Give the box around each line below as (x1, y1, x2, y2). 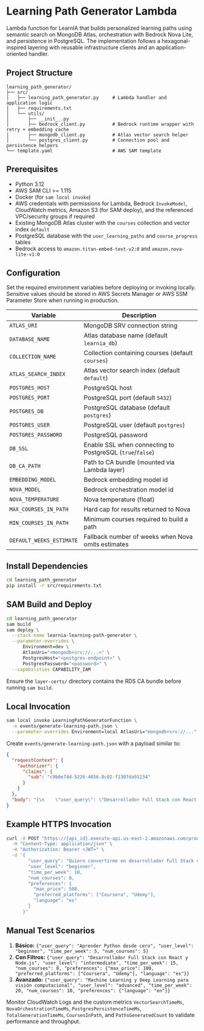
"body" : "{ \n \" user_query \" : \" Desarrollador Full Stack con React (12, 796, 197, 803)
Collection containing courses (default (84, 349, 193, 357)
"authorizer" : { (17, 762, 59, 769)
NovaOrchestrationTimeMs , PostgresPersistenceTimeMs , (6, 1004, 141, 1012)
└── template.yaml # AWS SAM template (6, 148, 162, 154)
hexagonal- (161, 37, 191, 44)
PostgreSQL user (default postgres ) (84, 421, 185, 430)
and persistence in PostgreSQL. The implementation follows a (6, 37, 161, 44)
